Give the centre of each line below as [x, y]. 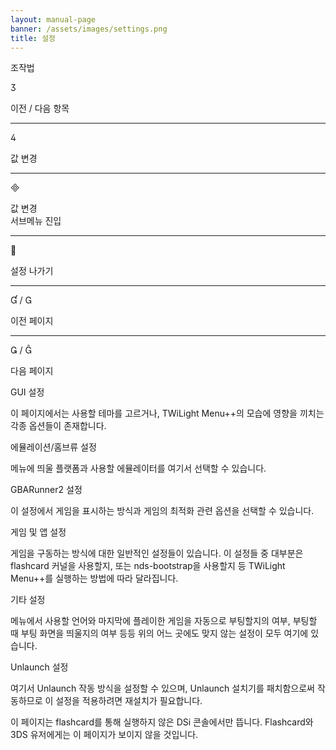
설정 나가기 [32, 271]
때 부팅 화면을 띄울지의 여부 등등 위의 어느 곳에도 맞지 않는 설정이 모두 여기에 [159, 633]
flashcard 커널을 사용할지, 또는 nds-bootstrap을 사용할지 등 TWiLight [148, 566]
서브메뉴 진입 [36, 221]
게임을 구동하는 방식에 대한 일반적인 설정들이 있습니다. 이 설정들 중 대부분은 [157, 553]
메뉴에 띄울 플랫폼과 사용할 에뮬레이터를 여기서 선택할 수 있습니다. [138, 468]
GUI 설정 [27, 392]
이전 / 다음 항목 [40, 108]
